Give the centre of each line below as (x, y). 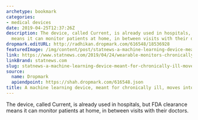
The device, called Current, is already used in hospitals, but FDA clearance (97, 104)
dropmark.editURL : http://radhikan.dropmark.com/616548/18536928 (88, 44)
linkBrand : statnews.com (37, 60)
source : (16, 71)
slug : (13, 66)
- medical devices (29, 22)
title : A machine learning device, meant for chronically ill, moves (93, 88)
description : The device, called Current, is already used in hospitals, (99, 33)
